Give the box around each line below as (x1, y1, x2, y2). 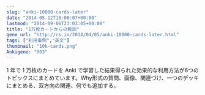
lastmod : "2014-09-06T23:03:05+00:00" (6, 20, 105, 26)
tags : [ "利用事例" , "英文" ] (6, 37, 70, 44)
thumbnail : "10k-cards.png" (6, 44, 78, 50)
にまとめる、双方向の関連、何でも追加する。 (6, 82, 119, 89)
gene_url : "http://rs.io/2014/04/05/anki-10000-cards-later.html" (6, 32, 179, 38)
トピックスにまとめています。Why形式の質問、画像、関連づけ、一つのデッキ (6, 74, 199, 82)
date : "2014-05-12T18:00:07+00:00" (6, 15, 97, 21)
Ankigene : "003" (6, 49, 48, 55)
